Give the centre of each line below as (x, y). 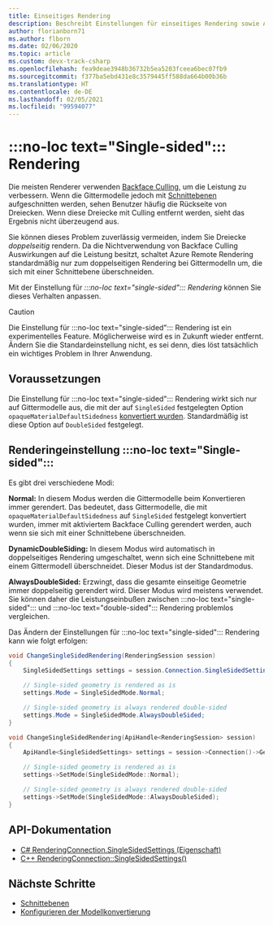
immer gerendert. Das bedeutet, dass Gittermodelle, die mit (108, 507)
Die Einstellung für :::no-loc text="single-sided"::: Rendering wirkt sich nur (133, 399)
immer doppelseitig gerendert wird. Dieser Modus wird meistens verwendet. (136, 590)
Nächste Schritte (52, 884)
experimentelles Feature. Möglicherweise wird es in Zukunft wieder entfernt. (136, 336)
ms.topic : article (39, 54)
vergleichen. (29, 616)
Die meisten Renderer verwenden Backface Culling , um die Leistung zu (127, 187)
